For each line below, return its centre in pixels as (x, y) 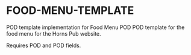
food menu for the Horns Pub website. (54, 33)
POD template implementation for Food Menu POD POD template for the (95, 27)
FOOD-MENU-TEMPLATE (70, 11)
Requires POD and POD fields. (44, 45)
